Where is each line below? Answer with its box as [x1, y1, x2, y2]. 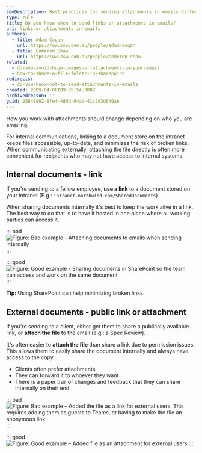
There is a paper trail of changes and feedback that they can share [14, 378, 181, 386]
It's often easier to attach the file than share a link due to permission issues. [6, 341, 195, 348]
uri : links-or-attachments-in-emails [6, 25, 101, 32]
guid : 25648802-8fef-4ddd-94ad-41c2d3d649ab [6, 98, 120, 104]
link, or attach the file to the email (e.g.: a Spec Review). [6, 329, 146, 337]
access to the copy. [6, 354, 55, 361]
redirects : [6, 76, 34, 82]
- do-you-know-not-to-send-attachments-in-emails [11, 82, 138, 88]
